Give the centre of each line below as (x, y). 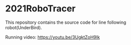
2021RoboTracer (41, 9)
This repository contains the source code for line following (66, 22)
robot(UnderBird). (24, 27)
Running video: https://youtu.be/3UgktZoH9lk (53, 37)
